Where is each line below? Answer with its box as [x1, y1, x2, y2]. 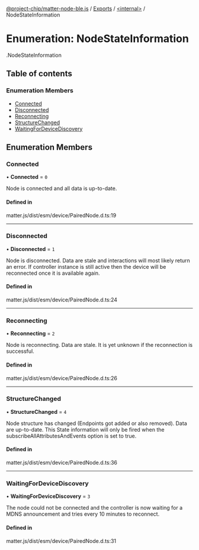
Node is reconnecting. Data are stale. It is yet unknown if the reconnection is [6, 342, 193, 349]
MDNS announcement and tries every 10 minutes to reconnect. [6, 510, 160, 517]
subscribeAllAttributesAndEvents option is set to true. [6, 432, 137, 439]
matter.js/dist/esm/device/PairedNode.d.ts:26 [6, 374, 117, 381]
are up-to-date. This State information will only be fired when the [6, 426, 165, 433]
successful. [6, 348, 34, 355]
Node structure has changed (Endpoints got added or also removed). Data [6, 420, 188, 427]
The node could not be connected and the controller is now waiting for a [6, 504, 183, 512]
